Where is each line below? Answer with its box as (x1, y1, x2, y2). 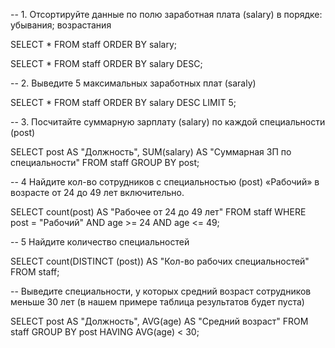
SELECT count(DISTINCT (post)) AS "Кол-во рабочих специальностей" (10, 255, 310, 267)
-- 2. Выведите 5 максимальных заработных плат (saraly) (10, 77, 257, 89)
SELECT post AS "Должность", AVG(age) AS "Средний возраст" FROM (10, 315, 309, 327)
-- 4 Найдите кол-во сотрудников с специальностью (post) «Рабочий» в (10, 176, 320, 188)
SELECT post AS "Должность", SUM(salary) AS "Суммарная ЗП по (10, 146, 292, 158)
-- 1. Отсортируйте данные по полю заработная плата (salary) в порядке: (10, 9, 323, 20)
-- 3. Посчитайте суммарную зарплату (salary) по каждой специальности (10, 116, 326, 128)
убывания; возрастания (10, 19, 112, 31)
